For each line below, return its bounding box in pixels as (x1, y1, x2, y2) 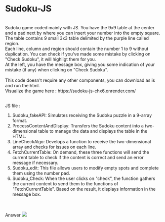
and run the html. (5, 82, 40, 88)
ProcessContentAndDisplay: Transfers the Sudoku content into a (12, 122, 144, 129)
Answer (5, 212, 21, 218)
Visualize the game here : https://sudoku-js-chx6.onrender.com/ (5, 88, 136, 94)
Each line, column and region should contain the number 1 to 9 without (5, 46, 149, 52)
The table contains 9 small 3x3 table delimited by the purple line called (5, 35, 149, 41)
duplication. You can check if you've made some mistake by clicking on (5, 51, 151, 57)
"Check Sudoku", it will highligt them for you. (5, 56, 96, 62)
